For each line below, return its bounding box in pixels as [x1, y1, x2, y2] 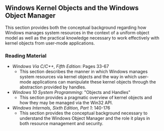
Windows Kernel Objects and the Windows [5, 4, 139, 12]
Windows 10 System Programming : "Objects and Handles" [12, 89, 131, 95]
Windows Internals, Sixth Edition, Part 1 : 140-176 [12, 105, 110, 111]
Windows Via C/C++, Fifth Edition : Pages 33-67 [12, 64, 109, 69]
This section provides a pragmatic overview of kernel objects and [19, 95, 152, 101]
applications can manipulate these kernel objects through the [32, 79, 156, 85]
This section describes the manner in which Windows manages [19, 68, 148, 75]
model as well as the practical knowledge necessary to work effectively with [5, 35, 160, 41]
